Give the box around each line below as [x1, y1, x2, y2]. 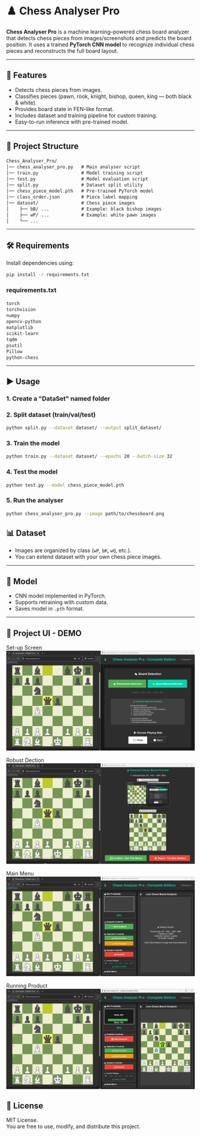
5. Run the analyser [6, 496, 64, 504]
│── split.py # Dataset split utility [6, 182, 144, 188]
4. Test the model [6, 468, 58, 476]
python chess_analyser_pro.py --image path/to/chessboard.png [6, 510, 165, 516]
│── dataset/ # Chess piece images [6, 200, 135, 206]
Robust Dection [6, 757, 44, 764]
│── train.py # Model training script [6, 170, 144, 176]
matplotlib [6, 324, 33, 330]
